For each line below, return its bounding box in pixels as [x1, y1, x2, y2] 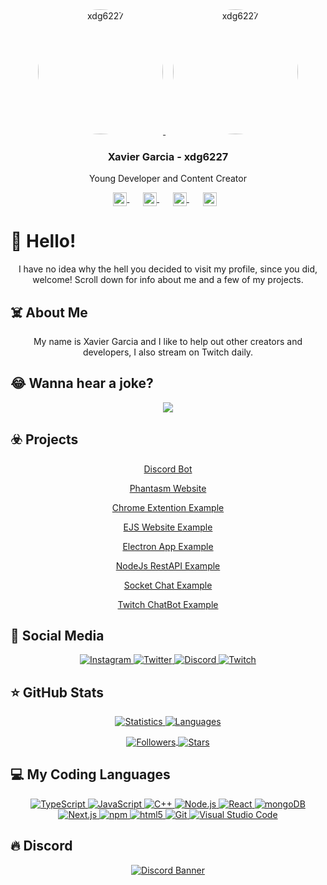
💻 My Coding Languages [10, 766, 171, 783]
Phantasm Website [129, 482, 207, 494]
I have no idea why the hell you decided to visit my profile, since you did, [18, 263, 318, 275]
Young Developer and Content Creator [89, 173, 247, 185]
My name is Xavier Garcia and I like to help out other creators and [33, 336, 303, 348]
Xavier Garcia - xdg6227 [107, 149, 229, 163]
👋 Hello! [10, 230, 77, 253]
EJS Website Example [123, 521, 213, 533]
